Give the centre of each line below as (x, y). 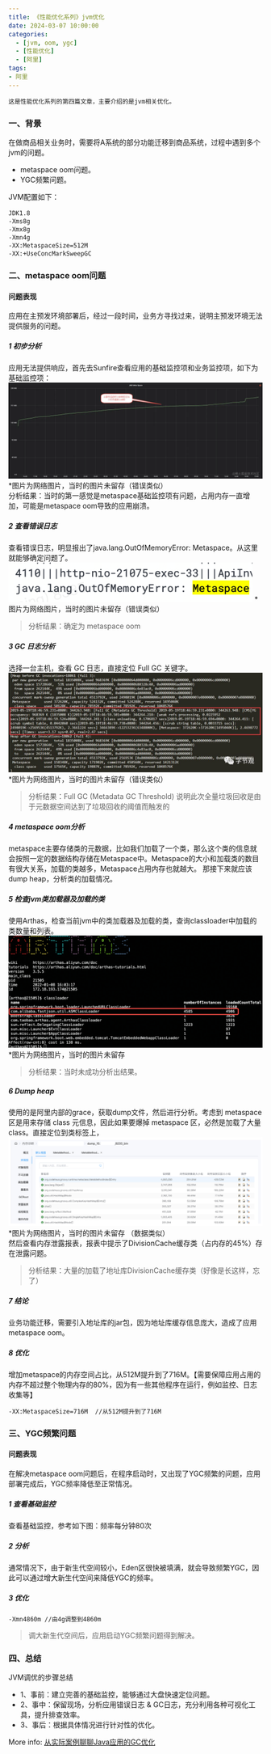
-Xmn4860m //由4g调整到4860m (55, 1619)
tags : (17, 69)
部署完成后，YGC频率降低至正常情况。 (73, 1484)
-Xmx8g (19, 230)
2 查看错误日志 (33, 526)
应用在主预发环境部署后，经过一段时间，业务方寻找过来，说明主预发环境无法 (135, 316)
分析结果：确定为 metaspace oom (84, 626)
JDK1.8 (19, 213)
